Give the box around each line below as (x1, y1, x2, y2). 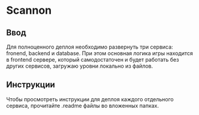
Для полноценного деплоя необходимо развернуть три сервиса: (6, 43, 173, 50)
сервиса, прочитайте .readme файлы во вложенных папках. (6, 102, 159, 109)
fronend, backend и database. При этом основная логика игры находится (6, 50, 193, 57)
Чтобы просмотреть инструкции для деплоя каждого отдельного (6, 95, 174, 102)
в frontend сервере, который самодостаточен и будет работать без (6, 56, 179, 63)
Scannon (6, 4, 52, 17)
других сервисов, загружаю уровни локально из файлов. (6, 62, 153, 69)
